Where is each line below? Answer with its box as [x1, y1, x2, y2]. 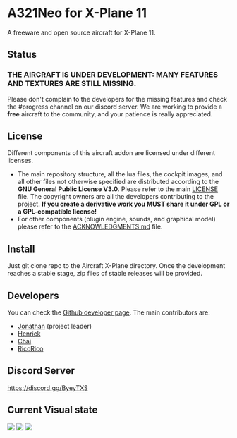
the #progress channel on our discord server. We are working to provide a [7, 102, 222, 111]
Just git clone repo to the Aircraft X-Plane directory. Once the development [7, 262, 226, 270]
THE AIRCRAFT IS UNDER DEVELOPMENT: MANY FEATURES [7, 70, 219, 80]
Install [7, 243, 35, 255]
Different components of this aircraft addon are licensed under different [7, 149, 215, 157]
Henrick [17, 329, 41, 338]
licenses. [7, 157, 34, 165]
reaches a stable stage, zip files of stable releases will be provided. [7, 269, 203, 278]
